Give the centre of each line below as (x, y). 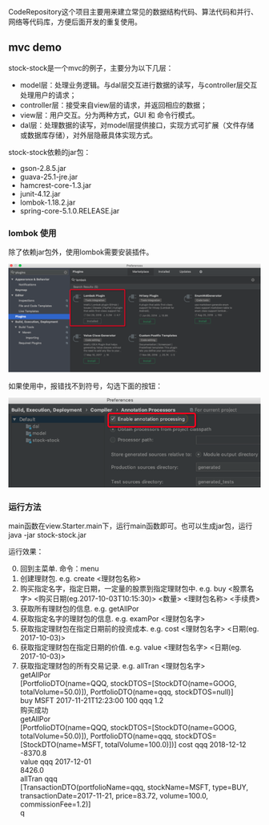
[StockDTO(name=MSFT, (61, 745)
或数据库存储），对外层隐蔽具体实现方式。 (88, 135)
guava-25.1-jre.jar (49, 177)
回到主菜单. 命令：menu (59, 569)
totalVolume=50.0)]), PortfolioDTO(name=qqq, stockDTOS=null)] (126, 692)
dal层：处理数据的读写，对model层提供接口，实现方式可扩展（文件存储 (137, 125)
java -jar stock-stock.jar (47, 535)
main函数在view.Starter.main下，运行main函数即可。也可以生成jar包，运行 (130, 526)
